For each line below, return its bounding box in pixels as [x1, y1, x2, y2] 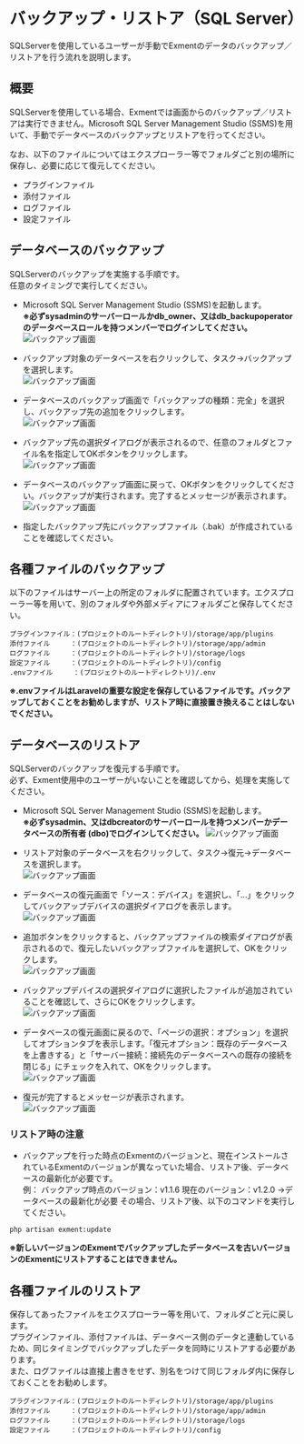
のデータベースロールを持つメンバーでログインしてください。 [22, 322, 252, 333]
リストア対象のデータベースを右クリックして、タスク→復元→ [22, 847, 252, 858]
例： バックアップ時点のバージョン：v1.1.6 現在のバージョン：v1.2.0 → [22, 1184, 286, 1196]
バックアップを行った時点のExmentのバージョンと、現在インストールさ [22, 1150, 289, 1161]
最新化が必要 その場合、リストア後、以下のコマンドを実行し [70, 1196, 296, 1207]
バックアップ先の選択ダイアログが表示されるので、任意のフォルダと [22, 436, 278, 447]
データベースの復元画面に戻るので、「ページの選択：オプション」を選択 [22, 1027, 289, 1038]
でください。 [9, 708, 57, 719]
